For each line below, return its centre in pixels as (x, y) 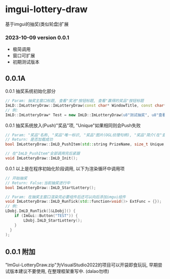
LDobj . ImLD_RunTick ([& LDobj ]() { (40, 211)
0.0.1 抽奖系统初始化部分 (31, 91)
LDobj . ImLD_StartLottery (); (53, 220)
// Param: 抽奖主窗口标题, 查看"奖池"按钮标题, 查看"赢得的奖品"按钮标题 (75, 101)
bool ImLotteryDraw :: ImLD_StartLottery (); (51, 188)
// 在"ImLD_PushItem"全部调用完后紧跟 (42, 153)
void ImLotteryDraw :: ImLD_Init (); (42, 159)
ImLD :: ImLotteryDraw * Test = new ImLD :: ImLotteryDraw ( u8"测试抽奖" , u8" (82, 115)
